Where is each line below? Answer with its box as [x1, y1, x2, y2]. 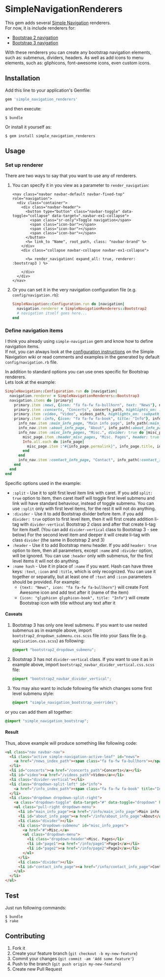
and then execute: [5, 106, 42, 111]
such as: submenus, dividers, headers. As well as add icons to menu [5, 54, 144, 60]
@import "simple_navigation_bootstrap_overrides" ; [12, 700, 118, 705]
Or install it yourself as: [5, 124, 52, 130]
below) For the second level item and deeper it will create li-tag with [12, 532, 150, 538]
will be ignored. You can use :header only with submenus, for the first [12, 552, 153, 558]
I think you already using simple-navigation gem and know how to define [5, 338, 153, 344]
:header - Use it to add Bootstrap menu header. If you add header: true [12, 542, 157, 548]
